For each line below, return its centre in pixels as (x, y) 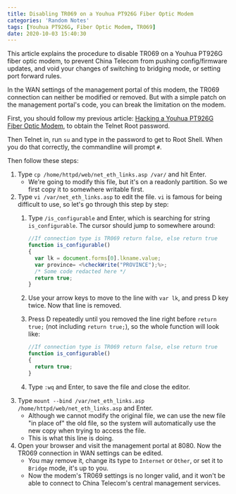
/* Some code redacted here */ (80, 271)
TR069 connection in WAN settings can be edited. (90, 453)
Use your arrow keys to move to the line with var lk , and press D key (128, 298)
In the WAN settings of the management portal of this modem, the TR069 (113, 90)
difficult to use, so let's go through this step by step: (93, 205)
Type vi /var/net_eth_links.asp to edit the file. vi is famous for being (120, 197)
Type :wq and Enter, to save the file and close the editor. (109, 387)
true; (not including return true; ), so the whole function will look (124, 327)
